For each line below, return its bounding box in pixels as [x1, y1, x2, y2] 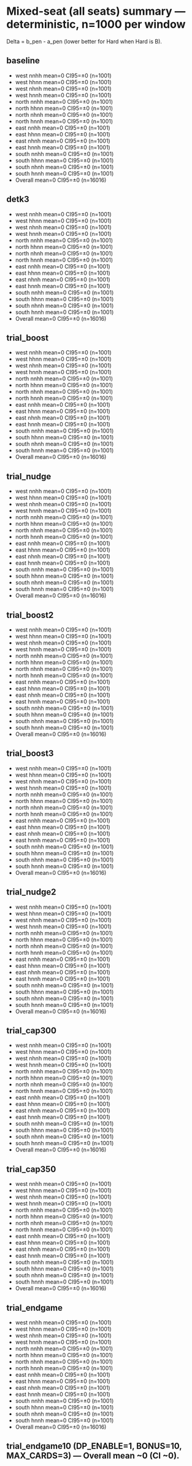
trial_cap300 [6, 1025, 57, 1036]
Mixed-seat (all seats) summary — [6, 4, 186, 18]
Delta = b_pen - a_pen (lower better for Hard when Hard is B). [6, 37, 163, 45]
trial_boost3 [6, 748, 54, 759]
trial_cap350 [6, 1164, 56, 1174]
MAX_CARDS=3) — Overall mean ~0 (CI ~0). [6, 1451, 180, 1461]
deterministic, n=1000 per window [6, 17, 186, 31]
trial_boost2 [6, 610, 54, 620]
